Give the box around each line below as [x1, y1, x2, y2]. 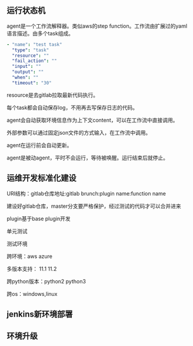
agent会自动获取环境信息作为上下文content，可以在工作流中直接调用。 [6, 116, 178, 123]
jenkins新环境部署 [6, 309, 73, 319]
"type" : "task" [12, 47, 49, 53]
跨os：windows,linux [6, 290, 58, 297]
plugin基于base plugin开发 [6, 215, 71, 222]
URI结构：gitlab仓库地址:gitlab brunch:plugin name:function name [6, 190, 167, 197]
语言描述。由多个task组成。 [6, 30, 74, 37]
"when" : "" [12, 74, 39, 81]
